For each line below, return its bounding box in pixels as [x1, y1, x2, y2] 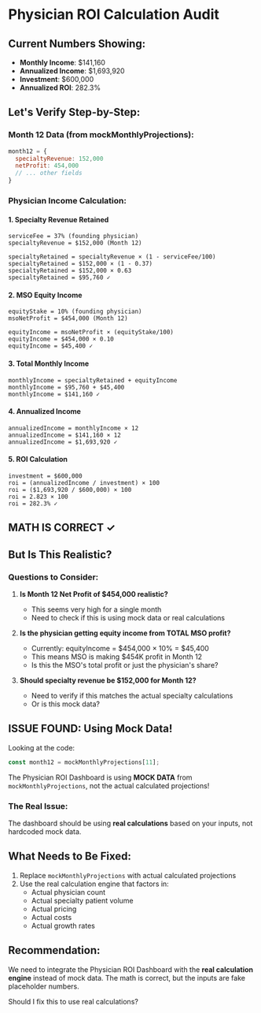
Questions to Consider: [8, 572, 99, 583]
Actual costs [31, 912, 72, 922]
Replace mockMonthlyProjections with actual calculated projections [19, 870, 237, 880]
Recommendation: [8, 944, 101, 957]
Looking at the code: [8, 743, 75, 752]
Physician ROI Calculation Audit [8, 6, 220, 24]
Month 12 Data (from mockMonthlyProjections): [8, 129, 194, 140]
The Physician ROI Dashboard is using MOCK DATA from [8, 773, 193, 782]
